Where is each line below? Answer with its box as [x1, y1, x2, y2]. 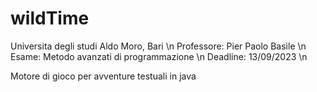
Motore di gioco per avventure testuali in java [10, 70, 197, 82]
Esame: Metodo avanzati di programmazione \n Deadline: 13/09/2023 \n [10, 50, 308, 62]
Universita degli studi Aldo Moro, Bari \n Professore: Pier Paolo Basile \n [10, 40, 307, 52]
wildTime [10, 7, 90, 30]
